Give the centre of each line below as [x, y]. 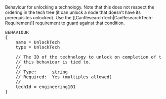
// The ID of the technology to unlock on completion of [86, 57]
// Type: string [42, 72]
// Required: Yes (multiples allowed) [64, 77]
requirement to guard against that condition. [80, 23]
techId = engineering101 [45, 87]
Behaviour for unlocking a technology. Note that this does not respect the [80, 7]
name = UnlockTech [38, 42]
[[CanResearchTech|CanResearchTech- [113, 18]
